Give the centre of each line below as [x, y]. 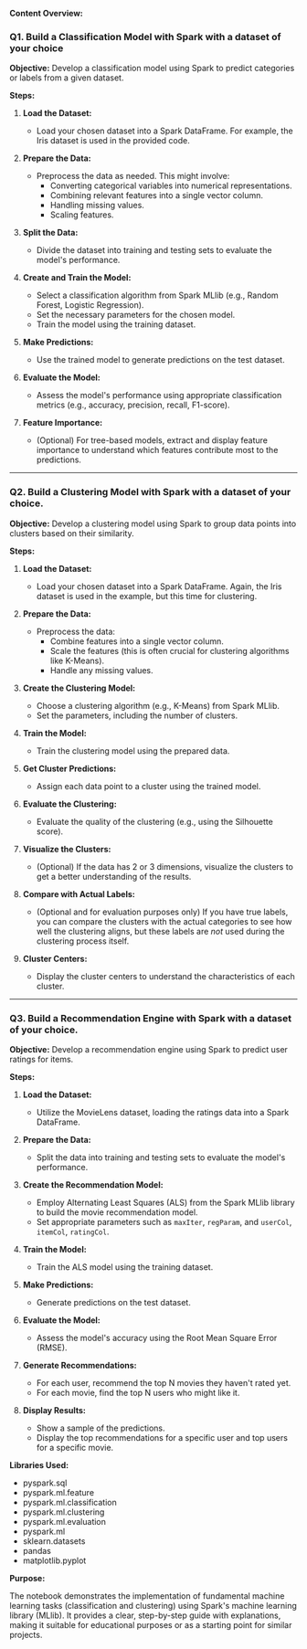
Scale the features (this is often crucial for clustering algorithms [169, 650]
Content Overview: [47, 13]
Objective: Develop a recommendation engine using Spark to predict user [148, 1049]
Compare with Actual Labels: [79, 893]
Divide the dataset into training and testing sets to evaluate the [154, 250]
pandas [37, 1550]
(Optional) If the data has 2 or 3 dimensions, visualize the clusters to [165, 866]
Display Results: [54, 1410]
